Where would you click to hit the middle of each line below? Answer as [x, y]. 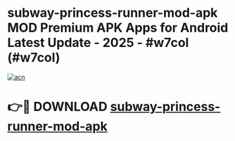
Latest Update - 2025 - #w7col [98, 43]
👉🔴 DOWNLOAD [57, 107]
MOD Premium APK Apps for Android [118, 28]
